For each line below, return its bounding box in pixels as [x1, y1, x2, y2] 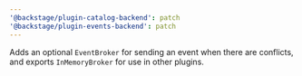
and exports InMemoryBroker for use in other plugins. [9, 56, 204, 67]
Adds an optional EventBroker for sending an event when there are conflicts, [9, 46, 294, 57]
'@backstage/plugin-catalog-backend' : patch [9, 13, 180, 23]
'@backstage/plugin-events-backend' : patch [9, 22, 177, 31]
